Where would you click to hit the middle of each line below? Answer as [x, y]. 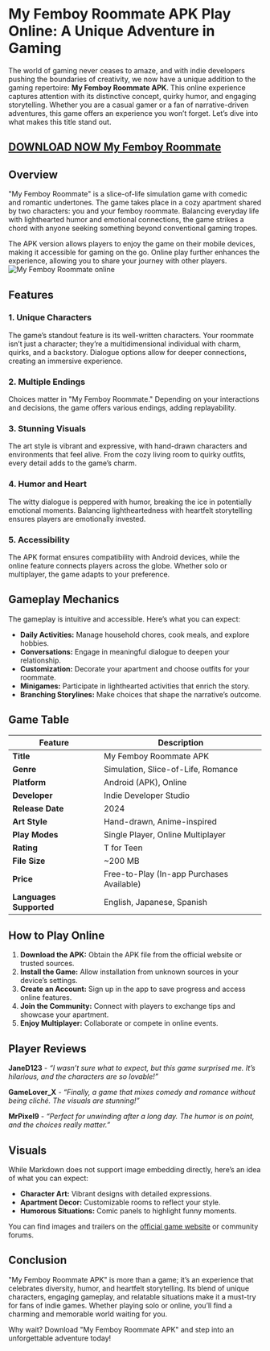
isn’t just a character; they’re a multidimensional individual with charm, [125, 344]
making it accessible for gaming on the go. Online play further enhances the [134, 252]
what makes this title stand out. [60, 122]
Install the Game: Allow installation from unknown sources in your [129, 972]
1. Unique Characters [50, 317]
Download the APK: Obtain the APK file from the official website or [131, 955]
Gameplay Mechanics [64, 599]
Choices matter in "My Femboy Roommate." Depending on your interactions [134, 399]
